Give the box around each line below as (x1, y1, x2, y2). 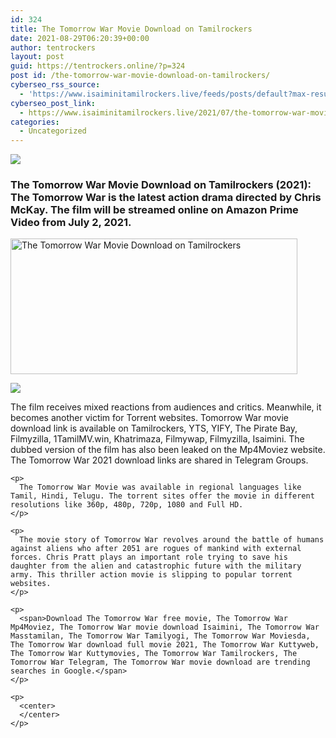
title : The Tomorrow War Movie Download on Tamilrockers (10, 24, 253, 34)
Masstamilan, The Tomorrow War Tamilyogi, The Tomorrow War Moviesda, (10, 631, 311, 641)
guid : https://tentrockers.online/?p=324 (10, 61, 186, 71)
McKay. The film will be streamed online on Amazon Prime (10, 203, 299, 217)
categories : (10, 117, 60, 127)
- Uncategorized (19, 126, 87, 136)
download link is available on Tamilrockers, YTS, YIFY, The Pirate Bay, (10, 422, 298, 435)
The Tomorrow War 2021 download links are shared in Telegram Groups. (10, 454, 309, 466)
